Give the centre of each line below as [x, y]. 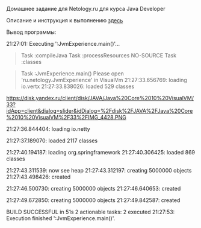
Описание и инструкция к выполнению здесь [65, 20]
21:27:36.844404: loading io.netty [48, 129]
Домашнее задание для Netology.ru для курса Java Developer [86, 9]
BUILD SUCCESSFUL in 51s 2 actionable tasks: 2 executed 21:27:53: [91, 212]
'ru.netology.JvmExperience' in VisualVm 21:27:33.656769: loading [104, 80]
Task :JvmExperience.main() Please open [73, 74]
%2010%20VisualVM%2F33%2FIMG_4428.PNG [66, 117]
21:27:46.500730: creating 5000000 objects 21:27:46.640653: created [94, 188]
